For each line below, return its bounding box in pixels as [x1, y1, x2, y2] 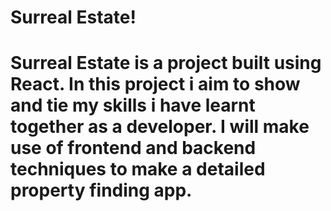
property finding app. [10, 179, 193, 202]
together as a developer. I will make [10, 116, 310, 138]
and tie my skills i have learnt [10, 94, 256, 117]
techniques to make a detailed [10, 158, 266, 181]
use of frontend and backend [10, 137, 257, 160]
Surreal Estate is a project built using [10, 52, 322, 75]
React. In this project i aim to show [10, 73, 301, 96]
